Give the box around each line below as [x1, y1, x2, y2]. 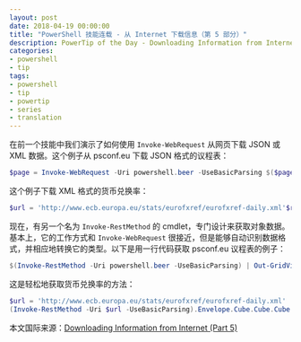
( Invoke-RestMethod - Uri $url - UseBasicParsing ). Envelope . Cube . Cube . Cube [9, 304, 291, 314]
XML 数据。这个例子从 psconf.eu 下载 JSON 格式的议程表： [9, 150, 229, 162]
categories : [9, 47, 54, 56]
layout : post [9, 13, 58, 22]
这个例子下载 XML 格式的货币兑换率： [9, 186, 149, 196]
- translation [9, 113, 63, 122]
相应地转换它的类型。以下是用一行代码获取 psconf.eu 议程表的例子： [32, 243, 287, 254]
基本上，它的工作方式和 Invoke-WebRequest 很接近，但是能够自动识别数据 [9, 232, 279, 242]
